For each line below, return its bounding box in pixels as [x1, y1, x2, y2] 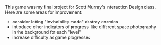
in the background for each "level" [12, 29, 81, 35]
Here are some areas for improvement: [5, 9, 83, 15]
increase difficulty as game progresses [12, 34, 90, 40]
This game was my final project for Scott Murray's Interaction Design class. [5, 4, 156, 10]
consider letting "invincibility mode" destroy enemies [12, 19, 118, 24]
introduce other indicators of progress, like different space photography [12, 24, 157, 30]
